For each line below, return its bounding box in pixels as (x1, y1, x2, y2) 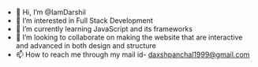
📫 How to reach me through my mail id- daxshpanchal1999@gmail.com (15, 50, 250, 59)
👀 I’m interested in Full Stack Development (15, 16, 154, 25)
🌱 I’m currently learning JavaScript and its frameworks (15, 24, 193, 33)
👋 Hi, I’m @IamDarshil (15, 8, 87, 17)
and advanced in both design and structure (15, 41, 156, 50)
